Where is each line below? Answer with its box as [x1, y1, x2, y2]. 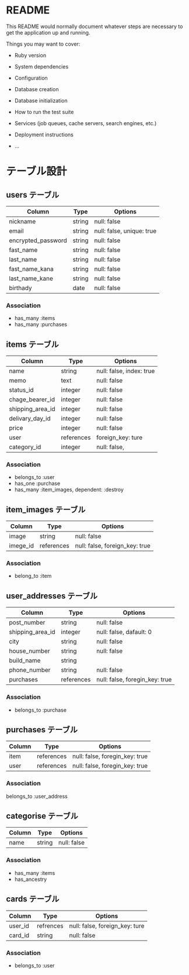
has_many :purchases [14, 321, 68, 328]
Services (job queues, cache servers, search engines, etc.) [14, 119, 157, 126]
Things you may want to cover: [6, 40, 80, 47]
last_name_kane [9, 274, 54, 282]
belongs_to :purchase [14, 706, 67, 714]
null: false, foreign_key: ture [69, 922, 145, 930]
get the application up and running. [6, 29, 90, 36]
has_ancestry [14, 876, 47, 883]
